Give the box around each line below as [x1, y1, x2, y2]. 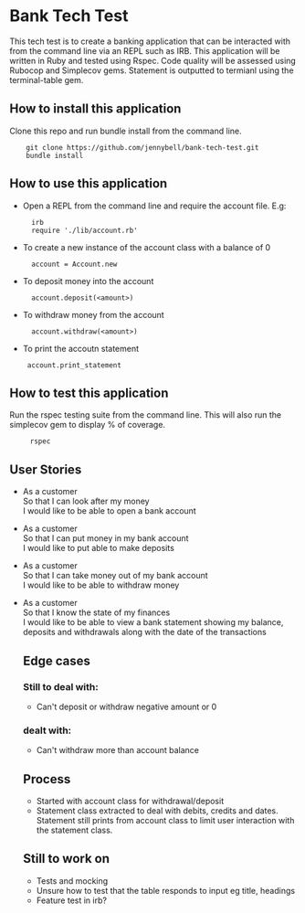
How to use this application [9, 175, 168, 192]
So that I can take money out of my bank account [22, 570, 208, 581]
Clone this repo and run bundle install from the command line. [9, 125, 242, 136]
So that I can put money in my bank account [22, 533, 189, 544]
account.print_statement [26, 360, 121, 370]
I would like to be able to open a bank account [22, 505, 196, 516]
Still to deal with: [22, 680, 99, 693]
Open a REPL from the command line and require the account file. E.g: [22, 200, 287, 211]
